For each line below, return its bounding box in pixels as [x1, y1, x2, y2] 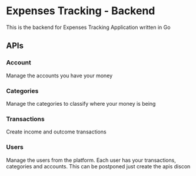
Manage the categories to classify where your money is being [6, 100, 156, 107]
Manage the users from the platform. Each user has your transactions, [6, 157, 177, 164]
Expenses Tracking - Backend [6, 4, 155, 18]
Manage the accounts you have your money [6, 72, 113, 79]
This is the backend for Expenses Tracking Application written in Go [6, 24, 171, 31]
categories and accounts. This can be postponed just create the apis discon [6, 162, 191, 170]
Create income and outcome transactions [6, 128, 107, 135]
